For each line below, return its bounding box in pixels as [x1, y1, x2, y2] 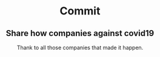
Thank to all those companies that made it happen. [16, 44, 144, 51]
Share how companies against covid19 [5, 28, 155, 38]
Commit [59, 4, 101, 18]
